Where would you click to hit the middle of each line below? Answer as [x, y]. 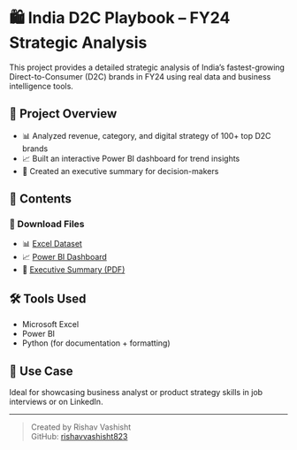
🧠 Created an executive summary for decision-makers [120, 171]
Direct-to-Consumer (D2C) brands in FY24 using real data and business [140, 76]
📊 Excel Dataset [52, 244]
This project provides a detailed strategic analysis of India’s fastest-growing [147, 67]
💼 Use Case [41, 371]
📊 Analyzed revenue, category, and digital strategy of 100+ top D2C [146, 135]
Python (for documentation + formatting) [96, 343]
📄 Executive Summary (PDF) [73, 270]
